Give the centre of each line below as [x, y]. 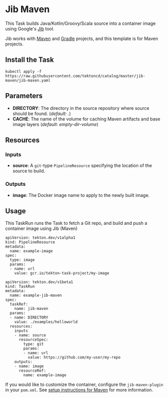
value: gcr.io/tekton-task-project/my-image [62, 273]
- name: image [29, 366]
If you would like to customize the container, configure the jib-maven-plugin [84, 385]
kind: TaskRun [20, 287]
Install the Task [30, 60]
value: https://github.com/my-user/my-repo [74, 357]
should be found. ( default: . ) [42, 113]
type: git [34, 344]
